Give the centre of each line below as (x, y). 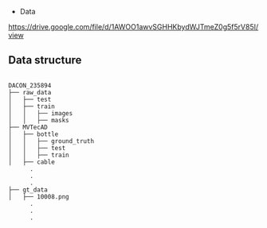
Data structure (45, 60)
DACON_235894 (30, 85)
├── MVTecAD (28, 127)
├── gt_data (28, 190)
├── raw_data (30, 92)
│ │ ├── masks (39, 120)
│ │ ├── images (41, 113)
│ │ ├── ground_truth (51, 141)
